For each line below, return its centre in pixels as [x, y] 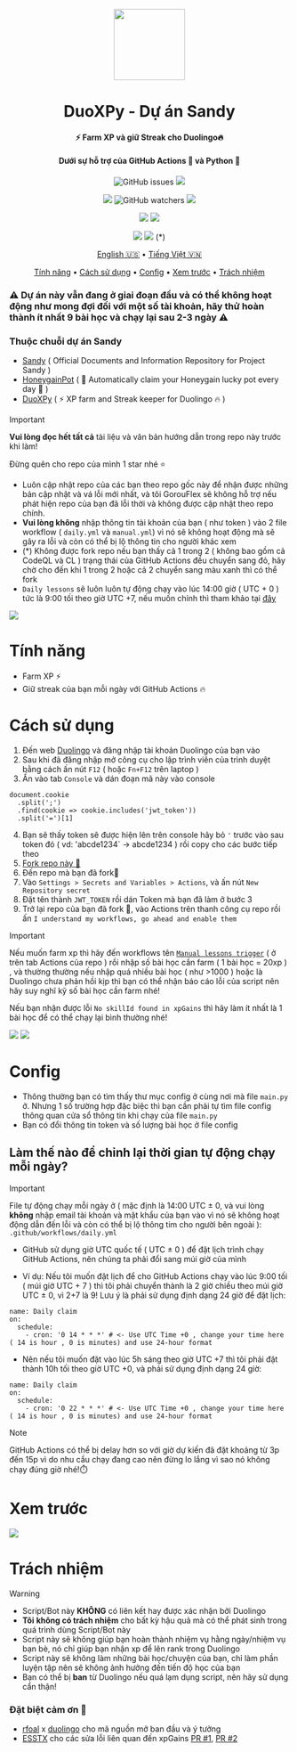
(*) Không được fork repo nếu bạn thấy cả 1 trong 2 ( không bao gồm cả [154, 551]
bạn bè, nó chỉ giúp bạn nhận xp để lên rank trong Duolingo [131, 1649]
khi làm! [24, 446]
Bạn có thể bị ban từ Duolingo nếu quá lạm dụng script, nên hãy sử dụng [155, 1677]
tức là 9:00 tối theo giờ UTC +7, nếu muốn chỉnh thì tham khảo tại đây [149, 599]
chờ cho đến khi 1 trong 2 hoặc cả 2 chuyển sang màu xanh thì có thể [149, 570]
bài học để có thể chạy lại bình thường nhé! [88, 1018]
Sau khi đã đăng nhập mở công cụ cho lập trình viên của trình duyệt [146, 760]
